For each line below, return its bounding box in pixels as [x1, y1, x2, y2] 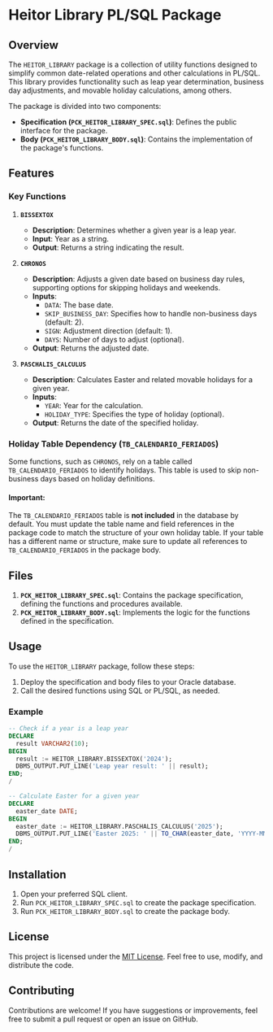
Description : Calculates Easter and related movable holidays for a [32, 374, 253, 384]
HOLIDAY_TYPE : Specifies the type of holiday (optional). [44, 409, 225, 419]
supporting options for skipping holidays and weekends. [32, 282, 221, 292]
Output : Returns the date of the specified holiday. [32, 417, 199, 428]
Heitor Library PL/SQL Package [8, 6, 222, 24]
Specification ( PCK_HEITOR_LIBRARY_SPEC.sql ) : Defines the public [19, 117, 237, 127]
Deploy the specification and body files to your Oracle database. [19, 677, 236, 686]
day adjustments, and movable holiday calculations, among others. [8, 85, 232, 95]
